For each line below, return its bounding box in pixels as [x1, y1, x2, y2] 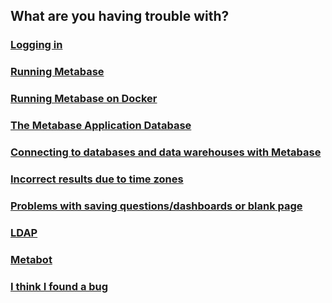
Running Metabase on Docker [10, 92, 158, 106]
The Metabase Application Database [10, 119, 192, 133]
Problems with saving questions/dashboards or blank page [10, 199, 303, 213]
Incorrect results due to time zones [10, 172, 184, 186]
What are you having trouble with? [10, 8, 230, 25]
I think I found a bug [10, 279, 109, 293]
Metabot [10, 252, 53, 266]
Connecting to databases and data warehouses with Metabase [10, 145, 322, 159]
